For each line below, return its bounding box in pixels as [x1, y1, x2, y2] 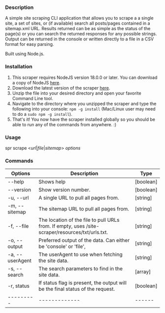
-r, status [7, 282, 29, 289]
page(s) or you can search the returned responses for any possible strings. [5, 31, 157, 37]
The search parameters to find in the [38, 265, 123, 272]
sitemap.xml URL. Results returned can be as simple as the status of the [5, 26, 151, 32]
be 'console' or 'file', [38, 243, 86, 250]
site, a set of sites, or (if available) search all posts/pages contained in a [5, 20, 150, 26]
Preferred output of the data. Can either [38, 237, 130, 244]
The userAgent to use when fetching [38, 251, 123, 258]
